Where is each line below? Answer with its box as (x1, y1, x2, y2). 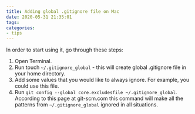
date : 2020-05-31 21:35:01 (6, 14, 72, 20)
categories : (6, 25, 35, 31)
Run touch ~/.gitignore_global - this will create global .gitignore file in (14, 64, 187, 71)
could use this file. (14, 82, 59, 89)
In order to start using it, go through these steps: (6, 46, 123, 53)
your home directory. (14, 70, 66, 77)
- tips (6, 30, 22, 36)
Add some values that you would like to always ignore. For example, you (14, 77, 190, 84)
